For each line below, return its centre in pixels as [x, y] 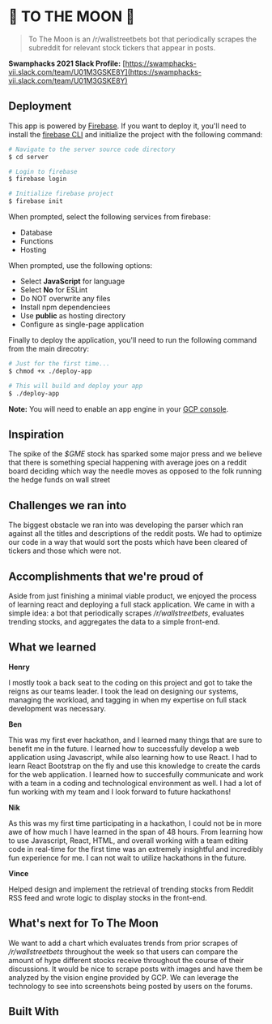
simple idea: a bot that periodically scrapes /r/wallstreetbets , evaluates [126, 613]
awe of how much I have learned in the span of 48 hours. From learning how [136, 832]
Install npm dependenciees [65, 307]
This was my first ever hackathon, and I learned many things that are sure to [135, 740]
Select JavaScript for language [72, 281]
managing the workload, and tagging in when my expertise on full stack [127, 700]
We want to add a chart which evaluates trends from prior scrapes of [123, 943]
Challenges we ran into [68, 506]
